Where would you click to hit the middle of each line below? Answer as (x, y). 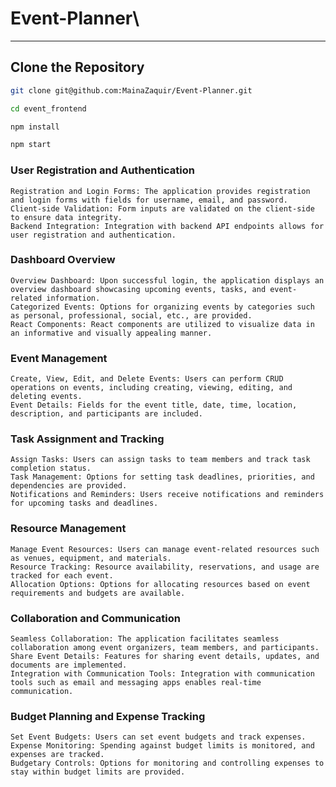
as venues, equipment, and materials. (91, 558)
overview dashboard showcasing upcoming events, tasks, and (138, 289)
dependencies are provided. (69, 486)
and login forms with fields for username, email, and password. (149, 200)
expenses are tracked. (57, 755)
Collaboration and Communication (95, 618)
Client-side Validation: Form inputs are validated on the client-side (162, 208)
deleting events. (46, 397)
